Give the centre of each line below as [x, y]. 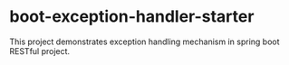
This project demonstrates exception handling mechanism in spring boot [144, 42]
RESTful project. [40, 51]
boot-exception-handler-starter [132, 17]
